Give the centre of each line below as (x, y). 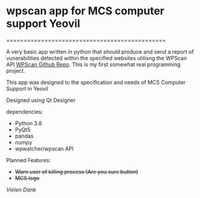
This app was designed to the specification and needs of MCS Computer (96, 82)
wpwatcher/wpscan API (44, 148)
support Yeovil (43, 24)
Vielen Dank (21, 190)
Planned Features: (28, 160)
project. (16, 70)
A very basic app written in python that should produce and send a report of (100, 51)
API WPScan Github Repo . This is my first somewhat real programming (93, 64)
